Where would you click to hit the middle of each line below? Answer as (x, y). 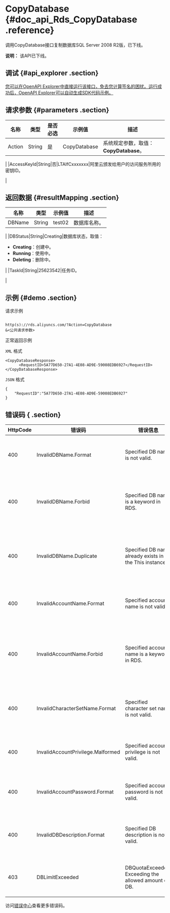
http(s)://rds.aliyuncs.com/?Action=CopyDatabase (59, 325)
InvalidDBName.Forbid (63, 502)
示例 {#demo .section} (41, 298)
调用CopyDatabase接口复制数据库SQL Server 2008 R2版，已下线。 (75, 45)
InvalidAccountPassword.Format (75, 792)
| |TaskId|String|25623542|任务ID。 (42, 271)
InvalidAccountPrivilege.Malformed (78, 752)
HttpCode (20, 430)
